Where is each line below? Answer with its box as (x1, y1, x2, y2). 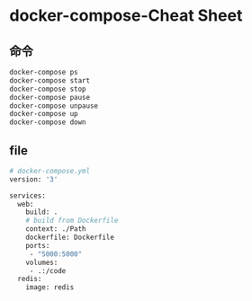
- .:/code (29, 266, 67, 275)
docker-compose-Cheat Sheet (9, 5, 243, 26)
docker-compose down (9, 118, 87, 127)
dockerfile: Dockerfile (25, 233, 115, 243)
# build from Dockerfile (25, 217, 119, 226)
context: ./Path (25, 225, 87, 234)
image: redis (25, 283, 75, 292)
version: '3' (9, 174, 58, 184)
